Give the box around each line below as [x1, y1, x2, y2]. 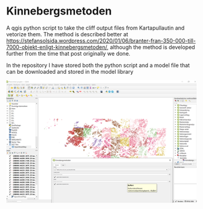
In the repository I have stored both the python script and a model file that [6, 62, 190, 69]
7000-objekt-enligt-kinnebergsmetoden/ [6, 43, 108, 51]
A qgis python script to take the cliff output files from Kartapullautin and [6, 24, 185, 31]
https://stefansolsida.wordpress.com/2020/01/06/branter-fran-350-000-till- [6, 37, 196, 44]
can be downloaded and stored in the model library [6, 68, 134, 75]
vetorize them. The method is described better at [6, 30, 129, 37]
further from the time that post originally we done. [6, 50, 131, 57]
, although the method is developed [106, 43, 195, 51]
